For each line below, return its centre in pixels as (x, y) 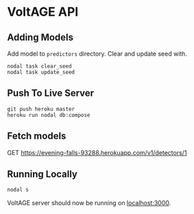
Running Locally (42, 175)
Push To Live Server (51, 93)
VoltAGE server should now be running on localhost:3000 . (89, 203)
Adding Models (40, 37)
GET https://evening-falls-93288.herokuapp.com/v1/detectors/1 (97, 152)
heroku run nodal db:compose (49, 115)
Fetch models (37, 136)
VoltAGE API (43, 12)
